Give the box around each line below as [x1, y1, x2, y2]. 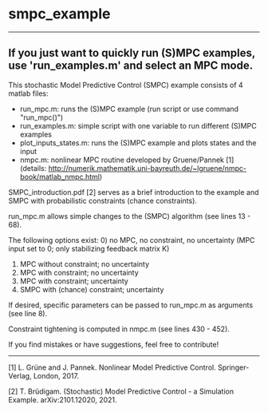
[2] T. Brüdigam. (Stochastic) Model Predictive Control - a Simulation [8, 386, 234, 396]
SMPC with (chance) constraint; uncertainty [19, 284, 164, 294]
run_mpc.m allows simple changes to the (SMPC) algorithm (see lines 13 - [8, 211, 251, 220]
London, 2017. [33, 370, 80, 380]
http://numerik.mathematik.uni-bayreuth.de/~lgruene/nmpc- [48, 163, 247, 172]
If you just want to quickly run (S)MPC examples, [8, 46, 255, 60]
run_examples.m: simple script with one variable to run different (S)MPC [19, 121, 257, 130]
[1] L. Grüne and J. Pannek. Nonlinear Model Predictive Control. [8, 362, 217, 372]
